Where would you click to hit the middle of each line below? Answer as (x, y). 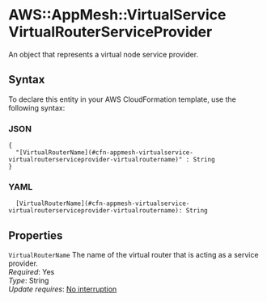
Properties (36, 235)
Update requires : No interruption (63, 289)
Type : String (29, 281)
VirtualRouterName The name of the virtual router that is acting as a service (133, 255)
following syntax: (37, 107)
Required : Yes (32, 272)
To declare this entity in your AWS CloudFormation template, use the (122, 99)
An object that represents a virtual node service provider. (104, 54)
